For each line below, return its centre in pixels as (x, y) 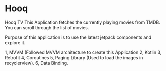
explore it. (15, 42)
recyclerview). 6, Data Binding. (37, 63)
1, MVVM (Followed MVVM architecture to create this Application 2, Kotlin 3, (83, 52)
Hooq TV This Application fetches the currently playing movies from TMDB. (83, 22)
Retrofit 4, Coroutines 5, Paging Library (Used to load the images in (74, 57)
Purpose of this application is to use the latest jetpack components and (78, 37)
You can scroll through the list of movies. (47, 27)
